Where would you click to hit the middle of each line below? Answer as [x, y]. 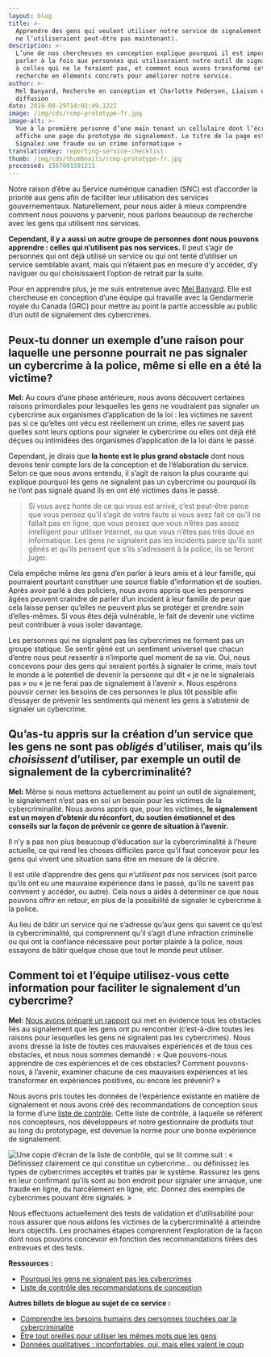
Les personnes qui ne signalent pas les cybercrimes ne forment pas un [126, 640]
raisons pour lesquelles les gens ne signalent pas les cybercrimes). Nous [130, 1037]
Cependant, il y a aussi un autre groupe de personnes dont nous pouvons [134, 239]
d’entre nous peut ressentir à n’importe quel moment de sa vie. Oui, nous [129, 657]
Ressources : [31, 1263]
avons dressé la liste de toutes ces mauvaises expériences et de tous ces [130, 1046]
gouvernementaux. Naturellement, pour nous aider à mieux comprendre [128, 206]
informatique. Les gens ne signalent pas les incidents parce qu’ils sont [145, 540]
